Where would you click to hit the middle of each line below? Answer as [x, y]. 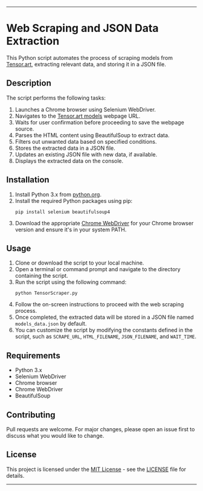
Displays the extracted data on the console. [69, 161]
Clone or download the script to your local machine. [79, 263]
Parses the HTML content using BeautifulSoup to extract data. [92, 135]
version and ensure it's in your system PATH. [71, 229]
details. [15, 475]
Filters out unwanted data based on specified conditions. [86, 141]
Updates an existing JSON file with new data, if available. [86, 154]
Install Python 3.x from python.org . [58, 194]
